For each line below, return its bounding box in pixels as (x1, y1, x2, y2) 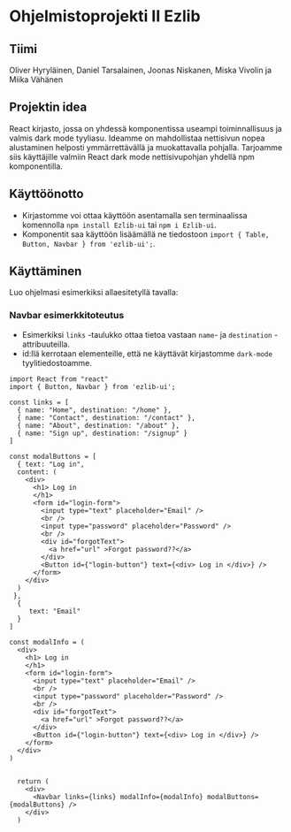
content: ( (17, 467, 57, 477)
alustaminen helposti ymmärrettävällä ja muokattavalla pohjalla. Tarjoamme (9, 141, 283, 152)
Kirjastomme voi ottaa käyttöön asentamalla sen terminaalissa (21, 210, 248, 220)
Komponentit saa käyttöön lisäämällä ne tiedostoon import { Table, (21, 228, 270, 240)
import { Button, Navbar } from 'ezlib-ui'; (9, 382, 176, 391)
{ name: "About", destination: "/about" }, (17, 421, 180, 430)
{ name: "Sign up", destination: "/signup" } (17, 429, 188, 438)
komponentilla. (9, 161, 64, 172)
